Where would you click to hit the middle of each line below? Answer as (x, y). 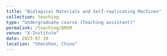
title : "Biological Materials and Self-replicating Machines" (84, 11)
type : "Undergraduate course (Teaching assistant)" (71, 22)
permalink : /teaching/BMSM (39, 28)
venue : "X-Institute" (33, 33)
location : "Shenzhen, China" (42, 44)
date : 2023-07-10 (27, 38)
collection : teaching (33, 17)
